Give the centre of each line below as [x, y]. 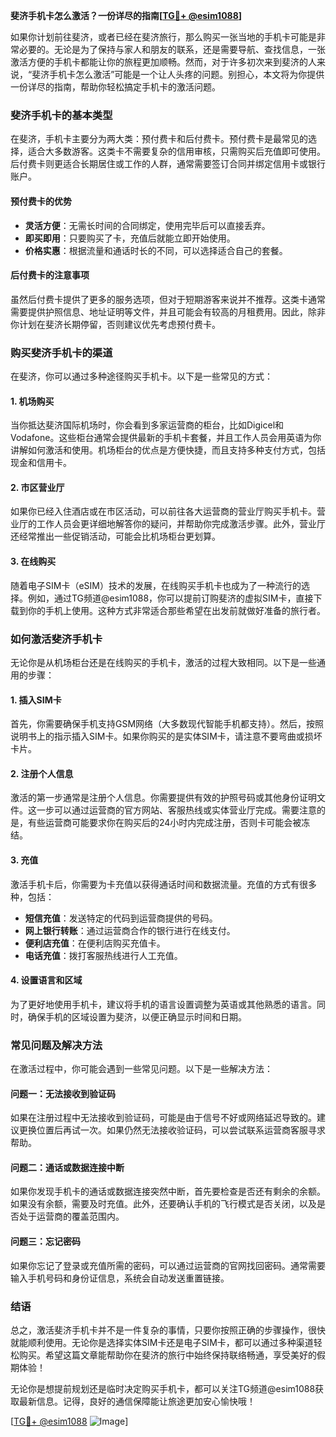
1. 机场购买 [32, 401]
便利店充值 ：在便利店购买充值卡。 [95, 943]
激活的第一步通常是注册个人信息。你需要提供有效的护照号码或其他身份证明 [163, 798]
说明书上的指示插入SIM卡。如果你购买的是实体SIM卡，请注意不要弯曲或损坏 [166, 736]
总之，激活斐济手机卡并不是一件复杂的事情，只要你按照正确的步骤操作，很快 [168, 1330]
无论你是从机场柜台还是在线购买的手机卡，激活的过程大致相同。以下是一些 [163, 662]
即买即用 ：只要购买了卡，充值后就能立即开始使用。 [130, 238]
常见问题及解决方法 [56, 1045]
